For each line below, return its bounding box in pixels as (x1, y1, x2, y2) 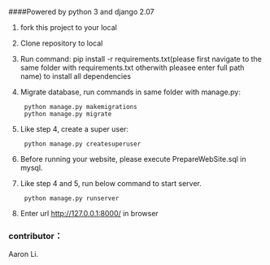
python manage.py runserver (24, 194, 120, 202)
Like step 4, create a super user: (20, 124, 128, 133)
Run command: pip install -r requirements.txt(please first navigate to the (20, 54, 263, 63)
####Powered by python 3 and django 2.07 (8, 7, 155, 16)
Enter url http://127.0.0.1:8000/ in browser (20, 209, 159, 218)
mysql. (20, 163, 43, 172)
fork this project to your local (20, 23, 118, 32)
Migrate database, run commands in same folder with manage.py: (20, 87, 242, 97)
